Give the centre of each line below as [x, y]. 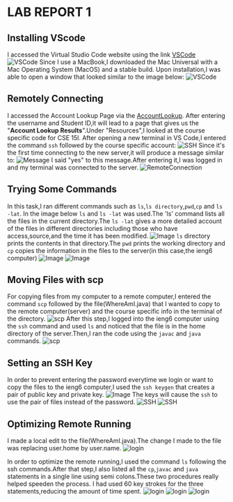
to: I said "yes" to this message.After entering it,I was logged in [115, 160]
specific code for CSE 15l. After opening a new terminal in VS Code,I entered [116, 137]
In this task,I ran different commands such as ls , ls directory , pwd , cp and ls [115, 206]
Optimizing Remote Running [69, 424]
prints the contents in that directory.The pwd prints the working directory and [116, 243]
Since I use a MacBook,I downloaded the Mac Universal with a [128, 62]
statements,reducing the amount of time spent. [74, 492]
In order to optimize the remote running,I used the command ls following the [117, 462]
